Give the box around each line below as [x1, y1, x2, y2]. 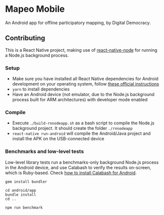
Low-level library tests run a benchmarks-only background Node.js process [5, 159, 159, 165]
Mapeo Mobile [5, 3, 65, 15]
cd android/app [5, 188, 36, 193]
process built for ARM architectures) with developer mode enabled [12, 97, 148, 103]
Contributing [5, 34, 45, 42]
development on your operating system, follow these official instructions [12, 81, 159, 87]
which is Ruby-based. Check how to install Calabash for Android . [5, 170, 137, 176]
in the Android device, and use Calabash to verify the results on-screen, [5, 164, 151, 170]
